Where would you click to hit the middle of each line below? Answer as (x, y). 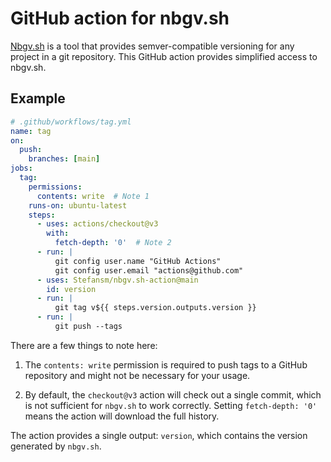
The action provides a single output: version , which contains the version (159, 435)
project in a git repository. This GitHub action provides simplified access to (164, 56)
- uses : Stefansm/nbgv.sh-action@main (117, 280)
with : (58, 233)
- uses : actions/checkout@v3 (97, 224)
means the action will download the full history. (122, 416)
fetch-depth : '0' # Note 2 (113, 243)
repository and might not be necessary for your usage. (137, 375)
